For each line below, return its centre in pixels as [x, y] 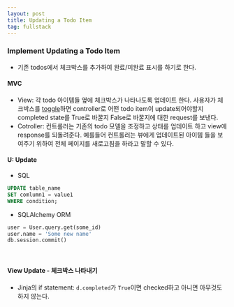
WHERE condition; [32, 201]
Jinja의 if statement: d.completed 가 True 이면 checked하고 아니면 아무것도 [120, 287]
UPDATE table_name [34, 188]
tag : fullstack [29, 27]
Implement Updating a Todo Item [64, 51]
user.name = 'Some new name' [50, 234]
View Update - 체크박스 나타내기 [52, 270]
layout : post [26, 14]
